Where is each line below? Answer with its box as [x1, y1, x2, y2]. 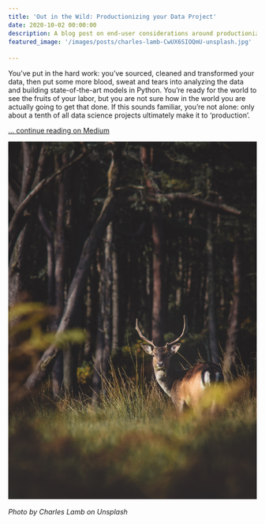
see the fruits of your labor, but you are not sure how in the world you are [8, 94, 246, 103]
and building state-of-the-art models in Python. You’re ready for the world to [8, 85, 257, 95]
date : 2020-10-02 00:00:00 [8, 21, 97, 29]
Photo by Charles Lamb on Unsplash [8, 507, 129, 517]
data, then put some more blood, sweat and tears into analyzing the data [8, 77, 244, 87]
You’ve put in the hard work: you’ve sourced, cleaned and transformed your [8, 69, 255, 78]
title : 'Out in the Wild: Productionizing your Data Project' [8, 13, 217, 21]
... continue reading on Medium [8, 126, 110, 136]
